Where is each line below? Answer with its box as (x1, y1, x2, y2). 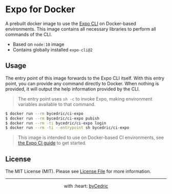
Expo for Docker (5, 4, 76, 15)
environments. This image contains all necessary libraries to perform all (5, 26, 156, 32)
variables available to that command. (17, 101, 96, 107)
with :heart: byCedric (63, 183, 109, 189)
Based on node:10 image (12, 41, 64, 47)
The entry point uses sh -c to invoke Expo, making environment (17, 95, 153, 102)
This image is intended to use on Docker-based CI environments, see (17, 134, 164, 141)
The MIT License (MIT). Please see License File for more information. (5, 168, 151, 175)
